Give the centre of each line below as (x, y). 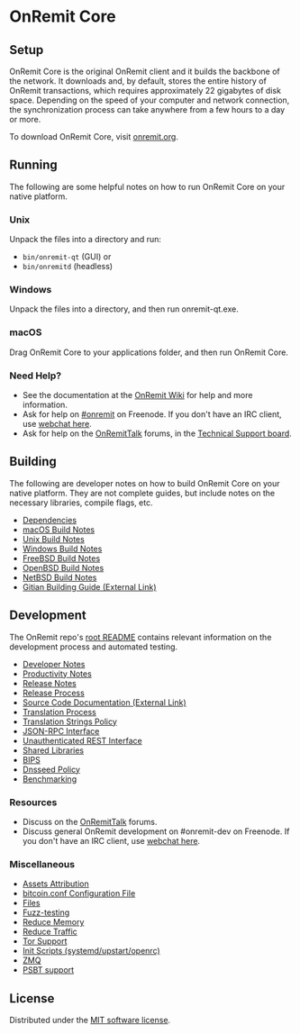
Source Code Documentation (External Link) (104, 702)
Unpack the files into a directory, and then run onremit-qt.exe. (124, 309)
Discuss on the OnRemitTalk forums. (90, 821)
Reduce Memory (53, 922)
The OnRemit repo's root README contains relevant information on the (141, 637)
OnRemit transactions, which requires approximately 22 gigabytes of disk (145, 91)
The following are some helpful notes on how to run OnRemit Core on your (147, 186)
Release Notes (49, 683)
